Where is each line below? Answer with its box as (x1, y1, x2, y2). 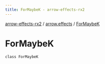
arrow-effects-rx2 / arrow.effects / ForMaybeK (5, 21, 100, 27)
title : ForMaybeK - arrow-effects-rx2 (5, 7, 85, 12)
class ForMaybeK (5, 54, 38, 59)
